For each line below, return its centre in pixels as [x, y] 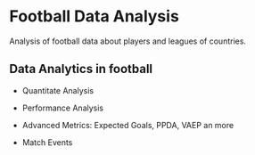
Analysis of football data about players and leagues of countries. [128, 41]
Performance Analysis [63, 108]
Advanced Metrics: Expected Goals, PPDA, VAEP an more [128, 125]
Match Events [47, 142]
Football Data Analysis [95, 16]
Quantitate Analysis [58, 90]
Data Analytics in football [81, 69]
